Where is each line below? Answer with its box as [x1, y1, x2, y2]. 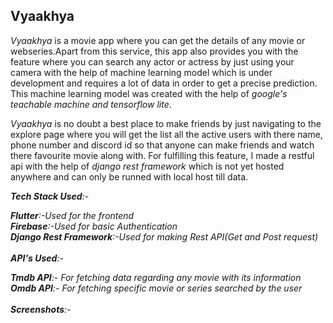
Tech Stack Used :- [10, 190, 90, 202]
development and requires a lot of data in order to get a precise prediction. [10, 77, 318, 89]
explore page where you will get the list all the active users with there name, [10, 128, 323, 140]
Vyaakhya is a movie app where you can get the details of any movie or [10, 34, 306, 46]
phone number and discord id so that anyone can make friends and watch [10, 139, 315, 151]
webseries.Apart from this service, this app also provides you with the [10, 45, 299, 57]
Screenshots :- [10, 303, 72, 315]
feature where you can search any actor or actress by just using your [10, 55, 295, 68]
